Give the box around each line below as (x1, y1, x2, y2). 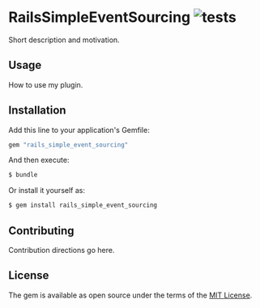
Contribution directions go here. (8, 246, 115, 255)
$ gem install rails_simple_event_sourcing (8, 201, 158, 210)
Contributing (8, 224, 75, 237)
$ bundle (8, 171, 38, 179)
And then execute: (8, 155, 70, 165)
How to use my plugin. (8, 79, 83, 89)
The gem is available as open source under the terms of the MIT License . (8, 290, 253, 300)
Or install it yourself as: (8, 186, 85, 195)
